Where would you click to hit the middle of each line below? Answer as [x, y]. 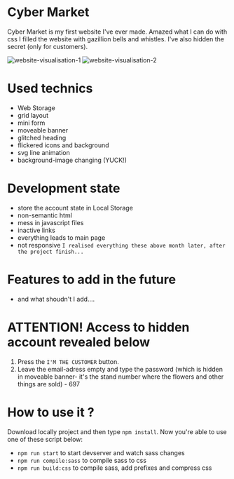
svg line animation [43, 152]
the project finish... [50, 252]
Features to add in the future [92, 279]
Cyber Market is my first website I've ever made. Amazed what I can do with [117, 32]
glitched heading [42, 137]
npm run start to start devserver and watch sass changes [101, 452]
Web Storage [36, 108]
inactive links [36, 230]
